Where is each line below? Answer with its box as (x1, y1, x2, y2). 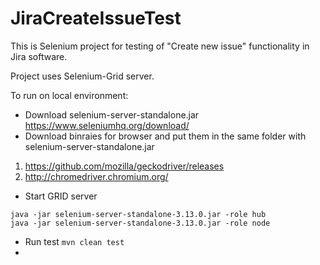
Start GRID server (24, 190, 98, 202)
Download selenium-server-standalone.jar (24, 108, 200, 121)
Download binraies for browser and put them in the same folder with (24, 130, 307, 142)
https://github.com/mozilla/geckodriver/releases (24, 160, 225, 172)
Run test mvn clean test (24, 235, 125, 247)
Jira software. (10, 50, 68, 62)
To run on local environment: (10, 89, 129, 101)
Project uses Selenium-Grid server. (10, 70, 155, 82)
